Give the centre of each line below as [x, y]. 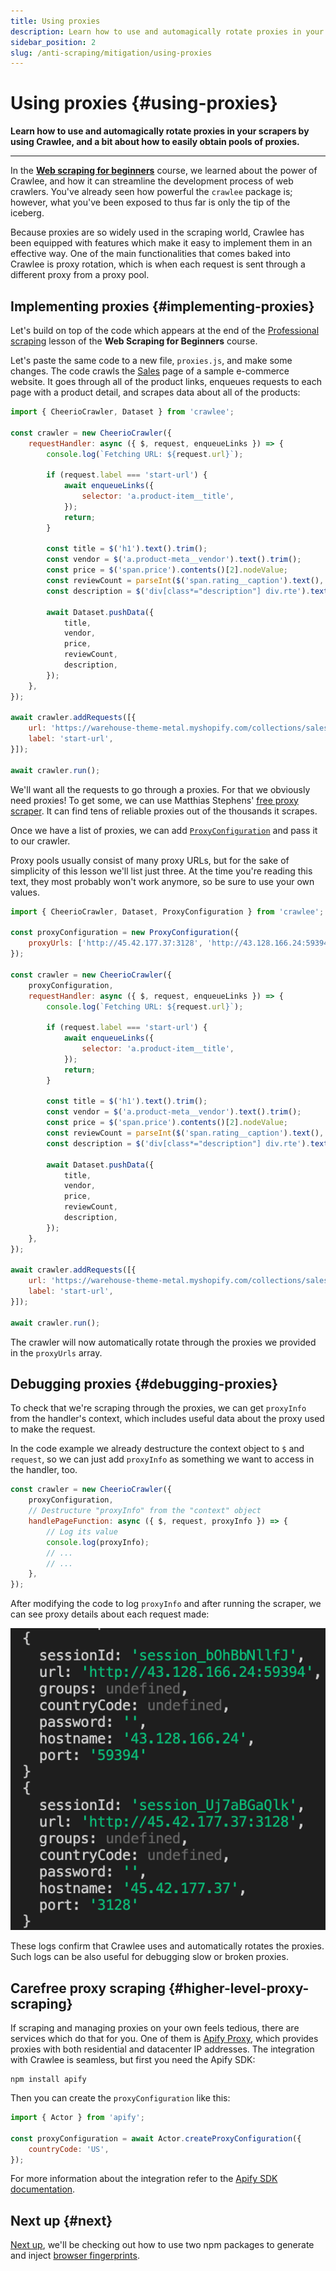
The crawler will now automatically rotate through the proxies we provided [163, 1342]
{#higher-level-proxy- [239, 1988]
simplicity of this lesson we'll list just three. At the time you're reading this [161, 871]
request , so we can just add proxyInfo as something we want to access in [162, 1459]
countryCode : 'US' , [69, 2149]
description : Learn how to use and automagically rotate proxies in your [167, 31]
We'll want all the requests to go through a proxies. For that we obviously [160, 789]
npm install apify [48, 2080]
